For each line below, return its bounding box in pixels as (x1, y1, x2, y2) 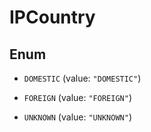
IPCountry (9, 6, 96, 29)
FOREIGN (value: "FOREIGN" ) (23, 92, 132, 103)
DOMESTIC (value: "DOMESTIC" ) (23, 72, 142, 84)
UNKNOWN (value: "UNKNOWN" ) (23, 111, 132, 123)
